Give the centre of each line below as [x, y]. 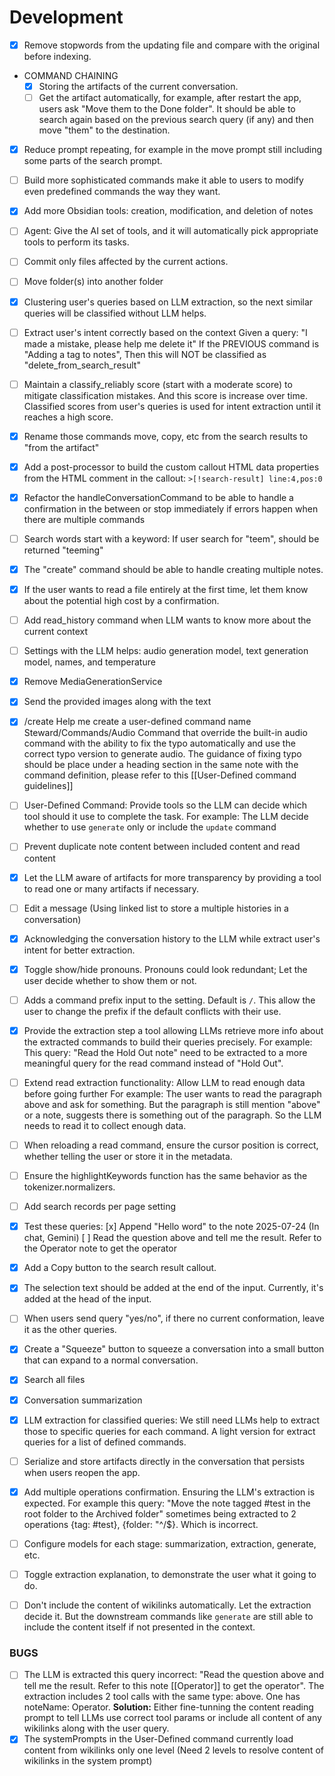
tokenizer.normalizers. [69, 1187]
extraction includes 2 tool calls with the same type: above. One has [162, 1697]
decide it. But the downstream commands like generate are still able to [168, 1616]
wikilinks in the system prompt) [88, 1761]
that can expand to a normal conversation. [111, 1360]
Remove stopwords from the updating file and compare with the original [172, 45]
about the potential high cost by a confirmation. [121, 601]
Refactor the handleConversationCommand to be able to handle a [158, 497]
